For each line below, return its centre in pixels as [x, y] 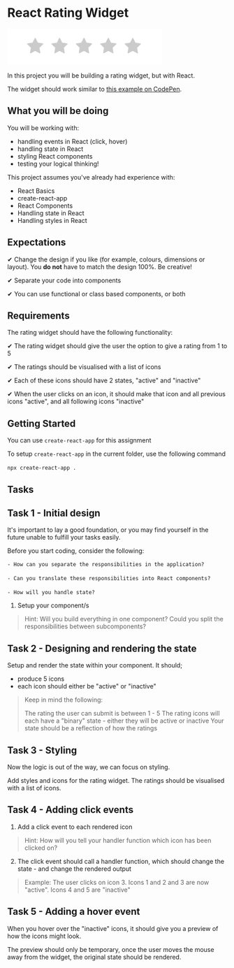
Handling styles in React [52, 220]
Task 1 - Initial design [54, 513]
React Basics [36, 191]
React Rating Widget [68, 13]
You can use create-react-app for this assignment [79, 440]
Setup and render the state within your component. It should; [95, 665]
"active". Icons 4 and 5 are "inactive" [77, 890]
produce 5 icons [41, 679]
